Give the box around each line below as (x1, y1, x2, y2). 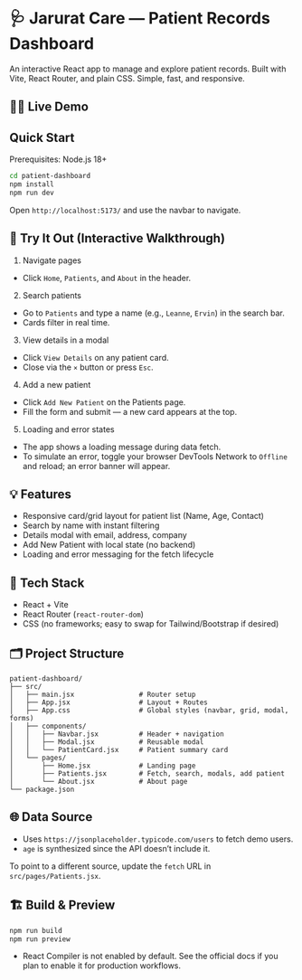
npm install (9, 180, 54, 189)
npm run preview (9, 934, 71, 944)
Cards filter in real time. (22, 316, 110, 327)
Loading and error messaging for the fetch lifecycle (22, 549, 214, 560)
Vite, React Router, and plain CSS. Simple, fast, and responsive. (9, 72, 246, 83)
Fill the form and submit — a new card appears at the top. (22, 406, 238, 417)
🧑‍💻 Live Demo (9, 99, 89, 115)
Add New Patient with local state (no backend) (22, 540, 196, 551)
